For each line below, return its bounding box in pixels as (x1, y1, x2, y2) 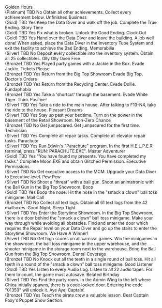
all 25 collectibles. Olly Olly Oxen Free (5, 56, 81, 61)
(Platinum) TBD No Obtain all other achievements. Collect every (5, 9, 132, 15)
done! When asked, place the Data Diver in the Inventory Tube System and (5, 40, 154, 46)
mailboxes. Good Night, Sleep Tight (5, 205, 76, 210)
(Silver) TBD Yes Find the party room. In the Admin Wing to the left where (5, 277, 151, 282)
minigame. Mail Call (5, 195, 44, 200)
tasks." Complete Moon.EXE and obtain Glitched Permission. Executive (5, 158, 146, 164)
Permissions (5, 164, 30, 169)
